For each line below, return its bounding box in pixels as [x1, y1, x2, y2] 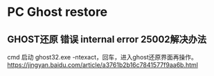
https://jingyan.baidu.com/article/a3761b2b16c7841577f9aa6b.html [7, 61, 199, 69]
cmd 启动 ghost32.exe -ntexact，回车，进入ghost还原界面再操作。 [7, 53, 197, 61]
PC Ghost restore [7, 4, 108, 20]
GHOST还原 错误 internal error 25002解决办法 [7, 33, 207, 45]
